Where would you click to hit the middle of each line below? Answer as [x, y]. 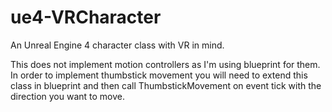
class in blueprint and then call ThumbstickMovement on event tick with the [166, 85]
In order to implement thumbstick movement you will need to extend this [159, 75]
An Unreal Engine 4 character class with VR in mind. [117, 45]
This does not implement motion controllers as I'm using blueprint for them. [165, 64]
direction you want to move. [67, 96]
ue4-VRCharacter [86, 17]
